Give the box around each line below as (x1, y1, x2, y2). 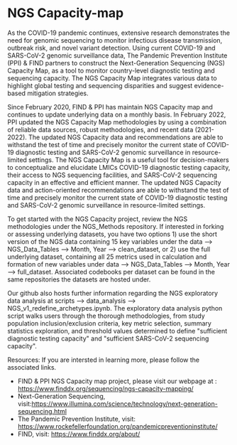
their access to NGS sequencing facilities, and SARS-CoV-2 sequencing (7, 171, 218, 179)
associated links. (7, 363, 57, 371)
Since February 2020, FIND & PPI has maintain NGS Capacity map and (7, 102, 213, 111)
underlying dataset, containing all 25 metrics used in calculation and (7, 252, 207, 261)
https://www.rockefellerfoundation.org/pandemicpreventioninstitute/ (17, 422, 218, 431)
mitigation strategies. (27, 89, 89, 97)
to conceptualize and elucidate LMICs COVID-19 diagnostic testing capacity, (7, 163, 231, 171)
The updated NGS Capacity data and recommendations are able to (28, 133, 224, 141)
